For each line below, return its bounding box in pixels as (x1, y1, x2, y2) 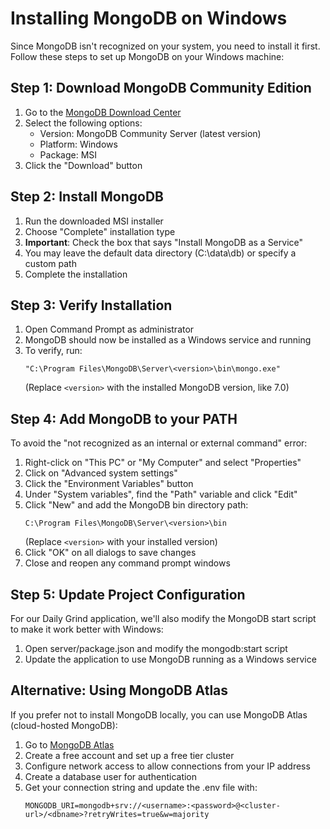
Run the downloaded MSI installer (24, 215, 164, 227)
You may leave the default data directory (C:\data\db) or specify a (24, 247, 297, 259)
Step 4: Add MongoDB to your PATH (10, 410, 238, 427)
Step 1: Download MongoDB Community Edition (10, 80, 312, 97)
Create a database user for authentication (24, 770, 198, 782)
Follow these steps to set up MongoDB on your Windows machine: (10, 50, 285, 62)
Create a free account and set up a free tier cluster (24, 749, 235, 761)
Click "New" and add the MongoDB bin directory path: (24, 499, 249, 511)
